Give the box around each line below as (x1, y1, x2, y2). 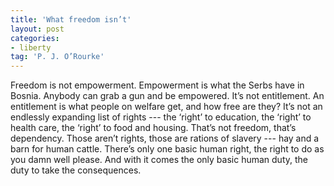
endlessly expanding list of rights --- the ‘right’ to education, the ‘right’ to (10, 111, 312, 123)
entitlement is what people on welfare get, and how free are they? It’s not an (10, 101, 323, 113)
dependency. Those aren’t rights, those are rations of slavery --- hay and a (10, 132, 320, 145)
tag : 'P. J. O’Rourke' (10, 52, 105, 62)
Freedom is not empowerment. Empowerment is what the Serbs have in (10, 79, 305, 91)
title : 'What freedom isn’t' (10, 14, 132, 25)
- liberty (10, 42, 52, 53)
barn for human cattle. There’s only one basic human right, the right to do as (10, 143, 325, 155)
